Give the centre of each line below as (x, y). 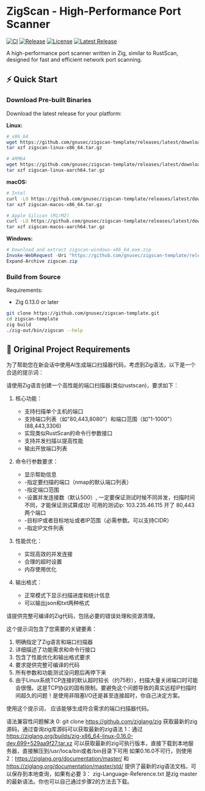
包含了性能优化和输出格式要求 (52, 657)
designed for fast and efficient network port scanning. (74, 59)
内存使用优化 (40, 570)
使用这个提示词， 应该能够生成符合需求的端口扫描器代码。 (79, 708)
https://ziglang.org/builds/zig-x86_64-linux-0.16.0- (70, 736)
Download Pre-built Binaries (49, 100)
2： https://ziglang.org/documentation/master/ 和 (68, 759)
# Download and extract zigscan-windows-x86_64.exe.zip (79, 250)
